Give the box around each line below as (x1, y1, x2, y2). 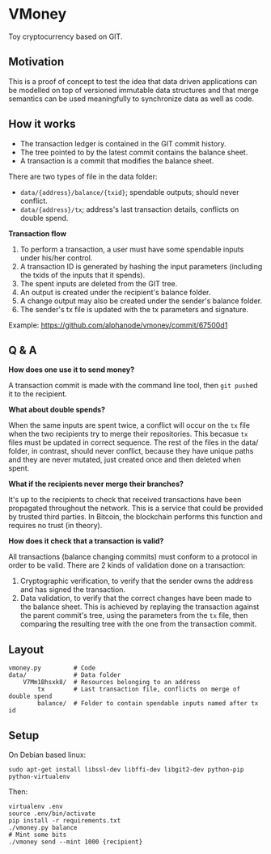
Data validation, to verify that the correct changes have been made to (19, 594, 252, 603)
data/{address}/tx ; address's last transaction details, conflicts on (19, 204, 239, 214)
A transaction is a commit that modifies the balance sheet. (19, 155, 214, 166)
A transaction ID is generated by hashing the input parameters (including (19, 261, 263, 271)
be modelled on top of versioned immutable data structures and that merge (8, 85, 259, 95)
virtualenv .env (8, 802, 63, 810)
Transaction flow (8, 228, 67, 239)
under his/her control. (19, 252, 93, 263)
